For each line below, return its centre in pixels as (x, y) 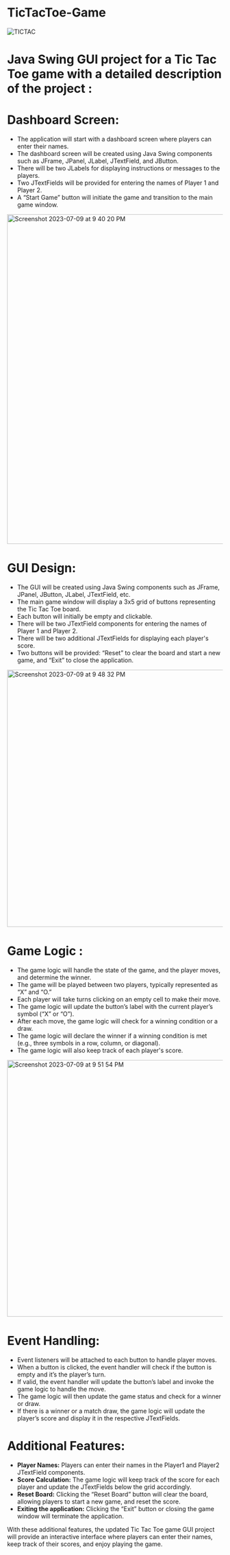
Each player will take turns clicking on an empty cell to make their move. (119, 999)
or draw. (29, 1403)
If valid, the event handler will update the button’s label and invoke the (115, 1381)
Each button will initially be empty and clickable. (85, 616)
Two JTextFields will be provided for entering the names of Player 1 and (118, 183)
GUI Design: (42, 568)
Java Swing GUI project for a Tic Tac (112, 59)
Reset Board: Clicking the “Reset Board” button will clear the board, (113, 1494)
